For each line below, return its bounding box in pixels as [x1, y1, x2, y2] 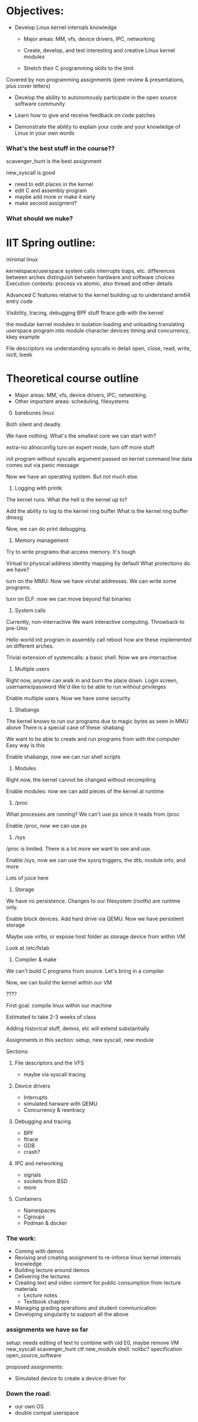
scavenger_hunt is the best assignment [6, 158, 102, 165]
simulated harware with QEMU [23, 1100, 98, 1107]
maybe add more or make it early [14, 193, 96, 200]
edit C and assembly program [14, 187, 87, 194]
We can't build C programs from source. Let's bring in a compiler [6, 968, 164, 975]
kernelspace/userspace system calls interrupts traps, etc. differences [6, 267, 176, 275]
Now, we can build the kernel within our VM [6, 979, 112, 986]
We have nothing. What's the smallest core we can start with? [6, 432, 157, 439]
